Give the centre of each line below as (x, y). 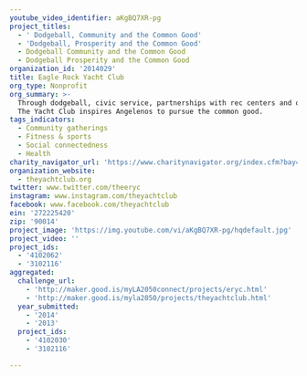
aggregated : (32, 273)
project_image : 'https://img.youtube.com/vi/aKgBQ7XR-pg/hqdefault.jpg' (151, 230)
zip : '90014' (34, 221)
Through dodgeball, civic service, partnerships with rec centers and (155, 103)
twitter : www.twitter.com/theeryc (75, 188)
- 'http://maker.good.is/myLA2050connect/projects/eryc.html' (147, 289)
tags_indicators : (42, 120)
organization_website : (53, 171)
